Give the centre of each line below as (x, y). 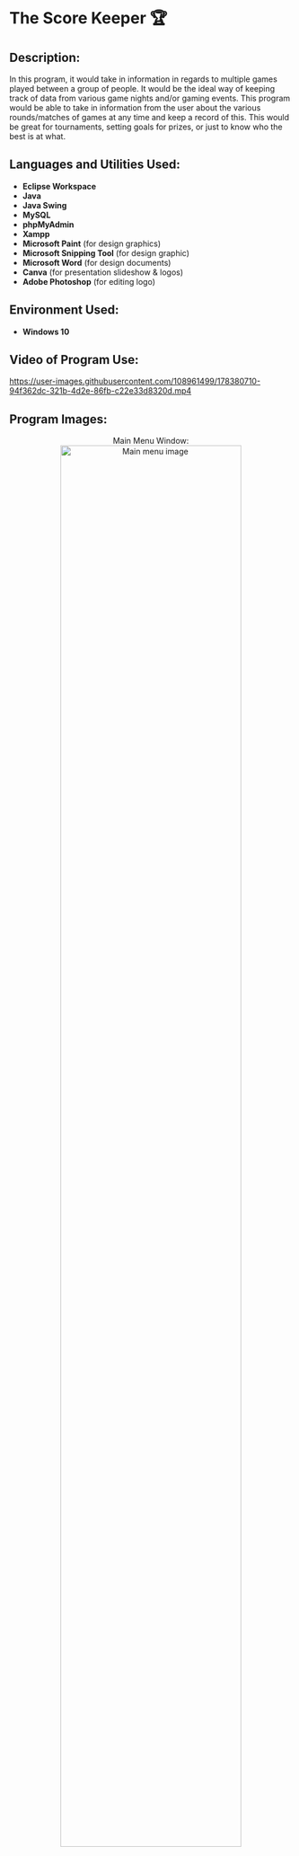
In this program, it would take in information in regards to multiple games (144, 79)
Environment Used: (64, 310)
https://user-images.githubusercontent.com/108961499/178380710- (135, 381)
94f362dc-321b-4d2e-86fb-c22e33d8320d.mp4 (101, 391)
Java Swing (44, 205)
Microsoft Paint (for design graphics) (92, 243)
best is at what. (37, 136)
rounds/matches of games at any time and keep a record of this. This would (149, 117)
